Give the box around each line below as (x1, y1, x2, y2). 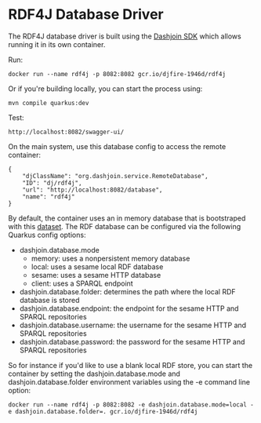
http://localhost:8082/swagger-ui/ (8, 128, 125, 136)
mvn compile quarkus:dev (8, 99, 89, 107)
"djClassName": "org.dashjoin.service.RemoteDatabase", (22, 172, 209, 180)
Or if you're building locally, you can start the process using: (8, 84, 203, 93)
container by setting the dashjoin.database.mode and (8, 369, 180, 378)
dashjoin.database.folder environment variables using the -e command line (8, 377, 251, 386)
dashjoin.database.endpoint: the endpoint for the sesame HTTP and (19, 304, 239, 313)
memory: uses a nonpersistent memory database (31, 253, 190, 263)
